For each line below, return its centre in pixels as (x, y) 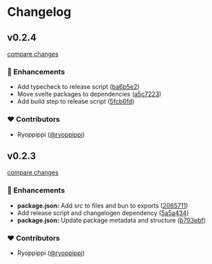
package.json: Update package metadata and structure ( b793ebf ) (112, 220)
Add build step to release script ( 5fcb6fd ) (76, 101)
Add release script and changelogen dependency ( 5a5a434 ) (103, 213)
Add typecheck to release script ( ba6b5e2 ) (78, 87)
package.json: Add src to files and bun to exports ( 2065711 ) (103, 205)
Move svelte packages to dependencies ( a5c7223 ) (89, 94)
